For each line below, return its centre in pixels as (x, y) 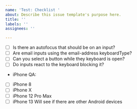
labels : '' (17, 24)
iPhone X (22, 90)
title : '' (16, 19)
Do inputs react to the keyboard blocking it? (58, 65)
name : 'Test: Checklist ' (32, 10)
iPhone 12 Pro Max (32, 96)
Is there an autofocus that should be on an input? (64, 47)
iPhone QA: (24, 75)
